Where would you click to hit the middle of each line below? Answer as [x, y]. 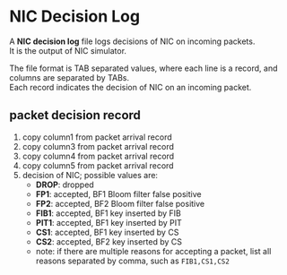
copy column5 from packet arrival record [98, 165]
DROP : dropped [65, 185]
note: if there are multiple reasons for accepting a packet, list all [153, 251]
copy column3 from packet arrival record [98, 146]
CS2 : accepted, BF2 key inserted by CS [109, 241]
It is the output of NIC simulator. [68, 50]
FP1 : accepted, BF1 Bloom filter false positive [118, 193]
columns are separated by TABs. [70, 77]
